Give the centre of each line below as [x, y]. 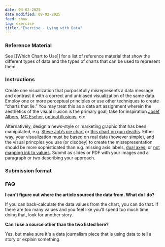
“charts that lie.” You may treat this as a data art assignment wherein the [78, 106]
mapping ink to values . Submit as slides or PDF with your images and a [77, 152]
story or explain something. [33, 239]
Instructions [20, 80]
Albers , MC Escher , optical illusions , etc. [46, 116]
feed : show [16, 19]
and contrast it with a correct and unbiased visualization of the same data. [80, 96]
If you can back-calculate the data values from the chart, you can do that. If [82, 204]
